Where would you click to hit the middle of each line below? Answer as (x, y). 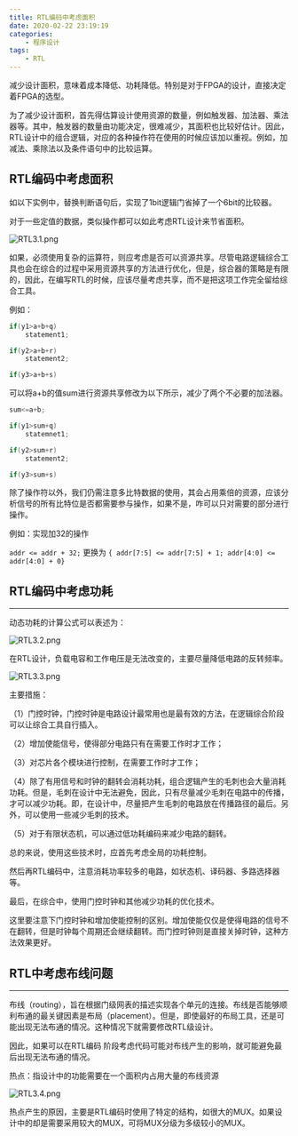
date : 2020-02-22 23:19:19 (59, 26)
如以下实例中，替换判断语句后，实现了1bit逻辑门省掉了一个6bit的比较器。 (143, 202)
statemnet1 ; (47, 434)
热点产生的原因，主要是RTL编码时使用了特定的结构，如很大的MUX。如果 (142, 1112)
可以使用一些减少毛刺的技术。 (79, 815)
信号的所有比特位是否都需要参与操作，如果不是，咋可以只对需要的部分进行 (153, 504)
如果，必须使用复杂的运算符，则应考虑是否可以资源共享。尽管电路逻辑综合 (145, 257)
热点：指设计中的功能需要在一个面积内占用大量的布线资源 (114, 1076)
